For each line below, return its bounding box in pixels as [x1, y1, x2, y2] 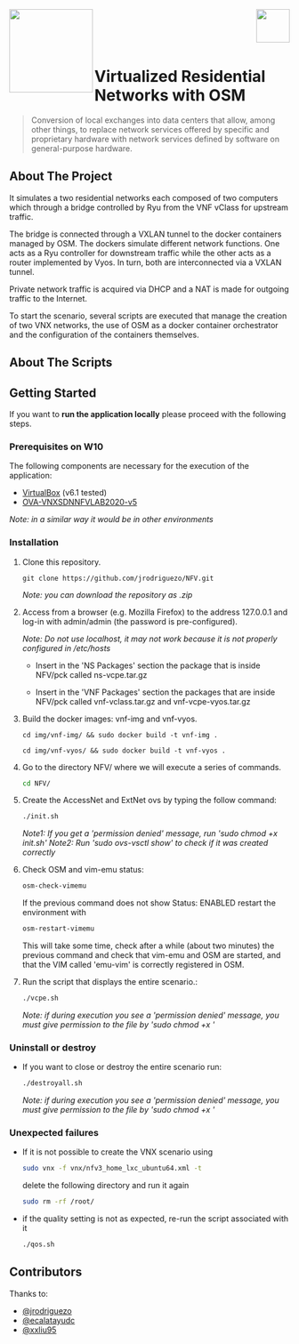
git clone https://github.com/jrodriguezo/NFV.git [21, 574, 214, 583]
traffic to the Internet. [9, 293, 87, 303]
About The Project [9, 169, 113, 184]
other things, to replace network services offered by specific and [30, 124, 270, 134]
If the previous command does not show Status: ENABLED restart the [21, 897, 276, 908]
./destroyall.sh [21, 1079, 83, 1088]
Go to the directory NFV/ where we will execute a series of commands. [21, 761, 282, 772]
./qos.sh [21, 1240, 55, 1249]
